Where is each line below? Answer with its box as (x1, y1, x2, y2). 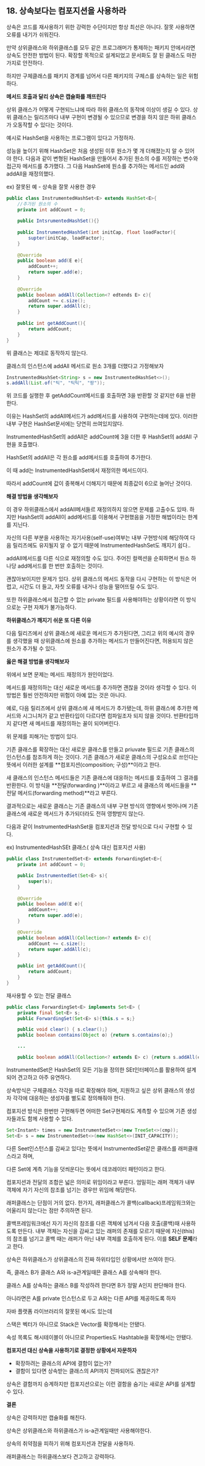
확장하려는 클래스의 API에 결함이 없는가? (15, 1360, 112, 1367)
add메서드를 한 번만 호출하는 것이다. (17, 562, 104, 570)
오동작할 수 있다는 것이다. (12, 121, 73, 128)
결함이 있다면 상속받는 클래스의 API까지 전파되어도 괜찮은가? (15, 1367, 159, 1374)
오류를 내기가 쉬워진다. (6, 31, 60, 38)
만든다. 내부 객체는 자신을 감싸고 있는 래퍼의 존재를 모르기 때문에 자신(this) (17, 1227, 195, 1234)
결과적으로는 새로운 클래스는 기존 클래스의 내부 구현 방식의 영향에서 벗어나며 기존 (6, 802, 199, 810)
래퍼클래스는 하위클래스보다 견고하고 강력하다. (6, 1453, 116, 1460)
